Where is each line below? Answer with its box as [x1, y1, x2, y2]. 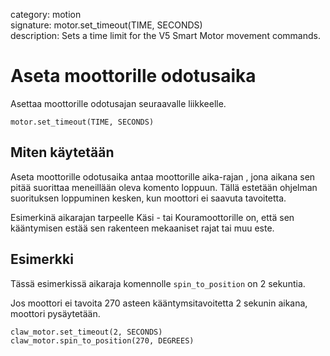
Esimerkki [10, 251, 74, 268]
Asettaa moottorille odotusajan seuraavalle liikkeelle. [10, 97, 227, 109]
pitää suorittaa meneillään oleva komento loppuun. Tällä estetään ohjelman [10, 181, 318, 193]
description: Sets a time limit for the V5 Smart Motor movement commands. [10, 30, 321, 41]
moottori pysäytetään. [10, 307, 101, 319]
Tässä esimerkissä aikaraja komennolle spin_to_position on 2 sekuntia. [10, 277, 306, 289]
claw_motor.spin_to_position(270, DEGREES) [10, 335, 195, 346]
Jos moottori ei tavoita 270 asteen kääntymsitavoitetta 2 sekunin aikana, [10, 297, 308, 309]
